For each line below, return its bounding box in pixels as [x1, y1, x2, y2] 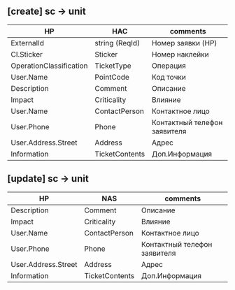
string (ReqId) [94, 38, 141, 48]
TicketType [94, 61, 131, 71]
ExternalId [10, 38, 44, 48]
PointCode [94, 72, 129, 82]
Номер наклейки [151, 49, 209, 59]
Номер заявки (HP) [151, 38, 218, 48]
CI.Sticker [10, 49, 43, 59]
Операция [151, 61, 187, 71]
